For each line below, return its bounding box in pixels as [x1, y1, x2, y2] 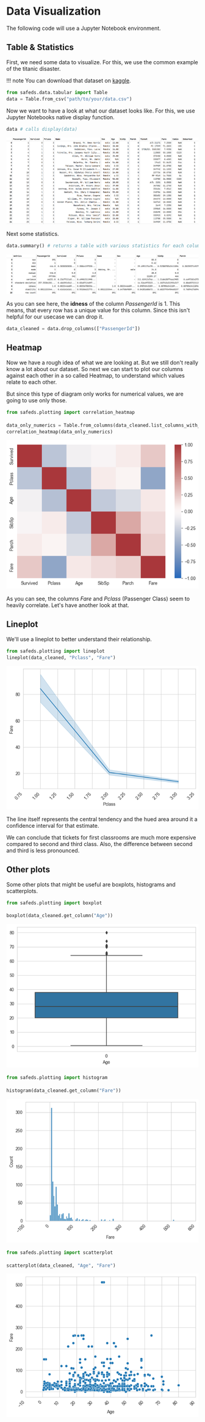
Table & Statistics [6, 42, 74, 53]
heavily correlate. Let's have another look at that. [6, 601, 129, 609]
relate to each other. [6, 378, 57, 386]
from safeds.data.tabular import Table [6, 89, 108, 95]
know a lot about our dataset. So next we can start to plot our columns [6, 365, 183, 372]
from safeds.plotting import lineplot [6, 648, 105, 654]
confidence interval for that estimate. [6, 822, 99, 829]
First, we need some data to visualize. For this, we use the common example [6, 58, 198, 65]
